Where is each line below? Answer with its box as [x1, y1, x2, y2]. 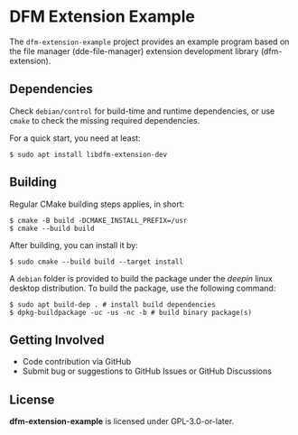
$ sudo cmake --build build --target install [9, 257, 183, 266]
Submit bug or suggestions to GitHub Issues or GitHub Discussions [22, 366, 273, 376]
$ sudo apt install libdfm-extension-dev [9, 150, 168, 159]
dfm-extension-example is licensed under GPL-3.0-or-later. [9, 416, 235, 427]
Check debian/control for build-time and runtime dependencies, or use [9, 106, 275, 116]
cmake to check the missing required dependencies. [9, 115, 200, 125]
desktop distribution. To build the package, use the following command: [9, 282, 276, 293]
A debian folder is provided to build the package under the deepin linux [9, 273, 273, 283]
